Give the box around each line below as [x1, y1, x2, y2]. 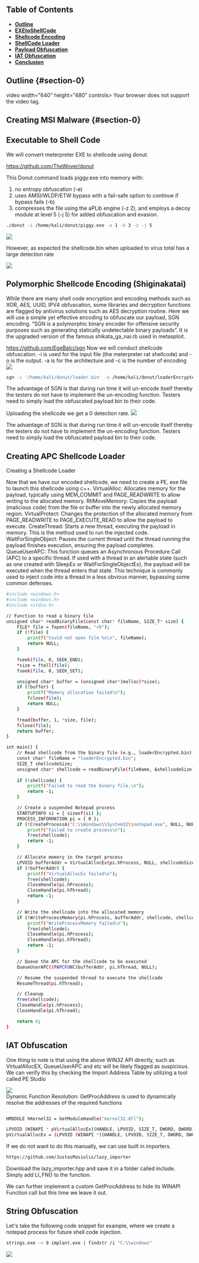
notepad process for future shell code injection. [6, 1228, 123, 1236]
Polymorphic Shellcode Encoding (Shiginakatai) [6, 279, 187, 289]
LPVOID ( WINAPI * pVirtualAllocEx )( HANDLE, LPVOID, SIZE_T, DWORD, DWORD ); [6, 1126, 197, 1132]
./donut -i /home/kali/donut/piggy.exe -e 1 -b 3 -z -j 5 [6, 222, 152, 228]
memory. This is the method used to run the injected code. [6, 529, 149, 536]
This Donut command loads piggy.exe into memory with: [6, 174, 144, 181]
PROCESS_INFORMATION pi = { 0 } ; [17, 816, 99, 822]
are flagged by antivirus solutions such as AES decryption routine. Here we [6, 307, 190, 315]
